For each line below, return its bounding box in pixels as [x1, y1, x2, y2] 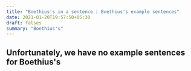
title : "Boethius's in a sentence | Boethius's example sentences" [6, 8, 180, 15]
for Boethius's [6, 57, 61, 67]
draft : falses [6, 20, 42, 26]
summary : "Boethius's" [6, 25, 63, 32]
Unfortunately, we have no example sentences [6, 47, 186, 57]
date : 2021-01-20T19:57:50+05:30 [6, 14, 91, 20]
